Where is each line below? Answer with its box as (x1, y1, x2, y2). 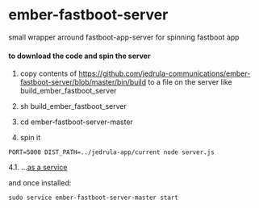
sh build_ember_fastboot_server (19, 102, 127, 111)
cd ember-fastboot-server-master (19, 117, 133, 127)
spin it (19, 133, 41, 143)
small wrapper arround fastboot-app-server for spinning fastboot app (8, 32, 240, 42)
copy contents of (19, 69, 77, 78)
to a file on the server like (148, 77, 232, 87)
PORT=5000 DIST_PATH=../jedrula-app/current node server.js (8, 148, 215, 156)
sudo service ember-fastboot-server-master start (8, 193, 179, 202)
